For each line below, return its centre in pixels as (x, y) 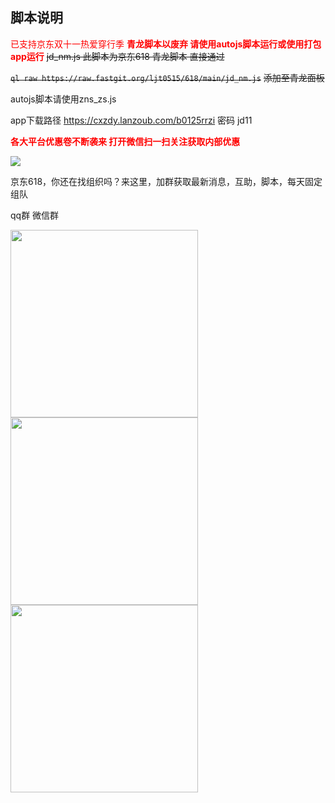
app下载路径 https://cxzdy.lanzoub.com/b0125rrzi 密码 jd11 (131, 120)
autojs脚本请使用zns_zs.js (63, 99)
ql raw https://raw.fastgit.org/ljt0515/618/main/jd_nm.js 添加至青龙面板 (167, 77)
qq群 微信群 (35, 215)
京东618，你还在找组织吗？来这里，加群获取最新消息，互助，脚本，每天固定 (166, 181)
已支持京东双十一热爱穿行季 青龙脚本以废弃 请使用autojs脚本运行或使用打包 (166, 44)
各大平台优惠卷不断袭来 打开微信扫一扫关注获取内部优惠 (125, 141)
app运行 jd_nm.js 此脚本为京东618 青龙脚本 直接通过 (117, 56)
